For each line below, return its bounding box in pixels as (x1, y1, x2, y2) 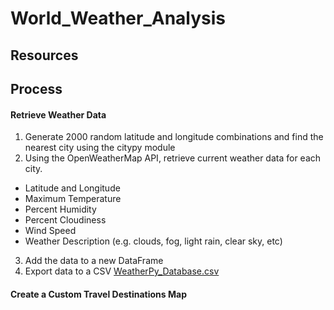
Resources (10, 47, 79, 64)
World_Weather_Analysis (10, 7, 227, 30)
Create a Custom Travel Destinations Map (10, 288, 187, 300)
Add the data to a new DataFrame (24, 255, 164, 267)
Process (10, 80, 63, 97)
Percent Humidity (24, 203, 97, 216)
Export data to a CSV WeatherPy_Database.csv (24, 265, 220, 277)
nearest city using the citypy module (24, 142, 176, 154)
